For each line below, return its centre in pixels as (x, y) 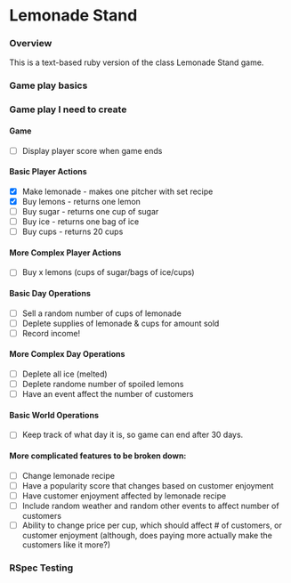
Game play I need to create (68, 109)
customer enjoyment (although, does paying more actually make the (147, 535)
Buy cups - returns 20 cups (73, 231)
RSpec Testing (41, 568)
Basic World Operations (54, 415)
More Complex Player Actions (65, 252)
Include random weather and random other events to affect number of (150, 506)
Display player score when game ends (92, 150)
